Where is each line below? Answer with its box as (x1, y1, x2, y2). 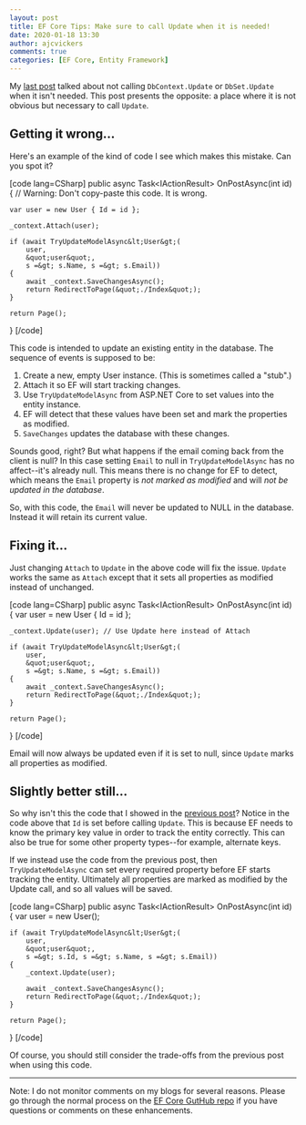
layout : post (9, 13, 59, 23)
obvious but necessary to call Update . (9, 100, 149, 110)
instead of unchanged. (9, 581, 94, 592)
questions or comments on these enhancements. (9, 1105, 193, 1116)
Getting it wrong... (9, 127, 116, 142)
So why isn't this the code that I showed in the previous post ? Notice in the (9, 808, 290, 819)
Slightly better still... (9, 784, 128, 800)
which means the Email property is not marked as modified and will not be (9, 475, 289, 486)
